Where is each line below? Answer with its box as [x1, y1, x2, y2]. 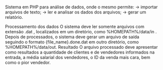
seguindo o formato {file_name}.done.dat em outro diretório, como [5, 39, 139, 45]
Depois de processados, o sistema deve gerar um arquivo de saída [5, 34, 140, 40]
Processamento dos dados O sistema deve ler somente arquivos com [5, 24, 145, 29]
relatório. [5, 14, 23, 20]
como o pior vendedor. [5, 60, 51, 65]
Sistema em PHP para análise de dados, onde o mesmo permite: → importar [5, 4, 158, 10]
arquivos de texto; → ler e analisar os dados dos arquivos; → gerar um [5, 9, 146, 15]
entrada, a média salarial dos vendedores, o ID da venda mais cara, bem [5, 55, 150, 60]
